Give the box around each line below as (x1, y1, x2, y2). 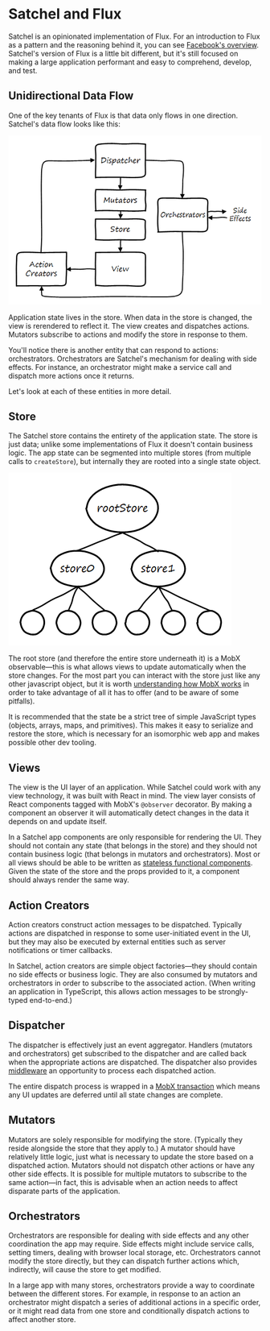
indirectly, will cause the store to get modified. (8, 1265, 162, 1275)
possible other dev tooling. (8, 738, 96, 748)
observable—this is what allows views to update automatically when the (8, 662, 247, 672)
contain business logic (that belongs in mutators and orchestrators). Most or (8, 849, 261, 859)
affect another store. (8, 1315, 76, 1325)
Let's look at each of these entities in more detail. (8, 386, 172, 396)
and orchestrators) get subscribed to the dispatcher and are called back (8, 1048, 247, 1058)
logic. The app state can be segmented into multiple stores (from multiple (8, 448, 252, 458)
